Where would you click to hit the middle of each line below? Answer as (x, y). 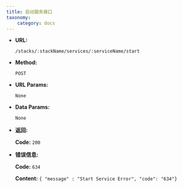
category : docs (36, 23)
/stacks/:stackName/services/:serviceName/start (77, 51)
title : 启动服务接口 (29, 12)
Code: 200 (28, 142)
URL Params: (31, 85)
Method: (26, 63)
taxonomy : (19, 18)
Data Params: (32, 107)
